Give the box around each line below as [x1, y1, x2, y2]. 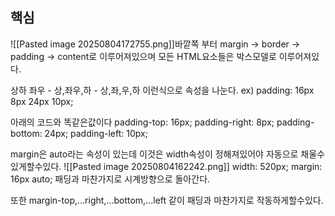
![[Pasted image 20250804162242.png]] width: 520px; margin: [63, 160, 323, 172]
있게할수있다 [10, 160, 60, 172]
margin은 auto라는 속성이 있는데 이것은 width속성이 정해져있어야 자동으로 [10, 148, 299, 160]
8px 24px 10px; [10, 95, 74, 107]
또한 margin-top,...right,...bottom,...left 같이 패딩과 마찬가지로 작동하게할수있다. [10, 194, 324, 206]
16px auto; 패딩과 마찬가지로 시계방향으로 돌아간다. [10, 173, 211, 185]
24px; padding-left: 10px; [44, 127, 148, 139]
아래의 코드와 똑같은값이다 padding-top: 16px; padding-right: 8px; [10, 116, 275, 128]
